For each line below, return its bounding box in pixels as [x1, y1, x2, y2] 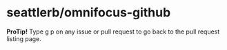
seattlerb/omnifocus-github [6, 5, 171, 21]
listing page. [6, 34, 42, 42]
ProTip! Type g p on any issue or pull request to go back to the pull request [6, 27, 220, 36]
